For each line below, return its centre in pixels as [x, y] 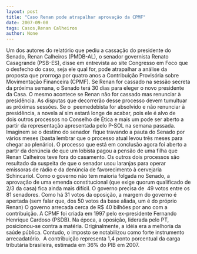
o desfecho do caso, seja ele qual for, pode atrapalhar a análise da [87, 69]
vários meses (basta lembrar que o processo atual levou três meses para [94, 138]
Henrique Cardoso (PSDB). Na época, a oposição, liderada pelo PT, [88, 220]
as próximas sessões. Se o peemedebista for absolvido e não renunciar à [96, 107]
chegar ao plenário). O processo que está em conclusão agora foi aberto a [96, 145]
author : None [22, 34]
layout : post [22, 12]
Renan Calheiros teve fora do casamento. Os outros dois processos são [93, 157]
